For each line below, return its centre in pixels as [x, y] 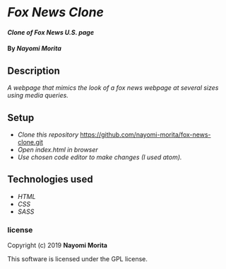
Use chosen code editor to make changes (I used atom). [100, 157]
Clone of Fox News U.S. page [50, 32]
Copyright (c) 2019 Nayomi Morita [58, 246]
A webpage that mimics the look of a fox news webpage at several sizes [113, 88]
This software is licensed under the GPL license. [78, 259]
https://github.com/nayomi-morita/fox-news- [145, 134]
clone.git [30, 142]
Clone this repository [48, 134]
